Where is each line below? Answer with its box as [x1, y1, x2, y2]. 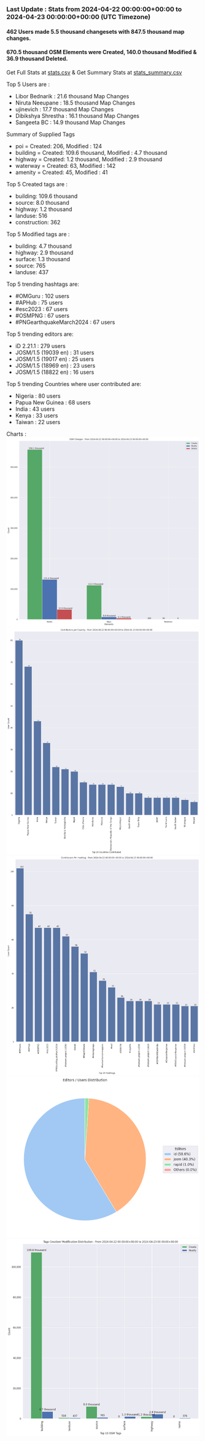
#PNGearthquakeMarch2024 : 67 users [15, 318, 115, 326]
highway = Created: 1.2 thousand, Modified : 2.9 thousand [15, 156, 163, 163]
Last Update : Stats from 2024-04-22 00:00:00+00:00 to [6, 5, 182, 14]
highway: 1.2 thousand [15, 205, 72, 213]
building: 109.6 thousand [15, 192, 78, 200]
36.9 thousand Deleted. [6, 55, 69, 63]
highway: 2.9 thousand [15, 248, 74, 256]
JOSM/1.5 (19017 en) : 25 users [15, 355, 94, 363]
